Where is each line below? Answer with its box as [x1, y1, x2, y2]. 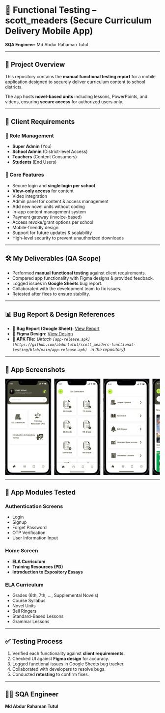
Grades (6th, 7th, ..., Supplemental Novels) [12, 592, 99, 598]
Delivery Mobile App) [5, 26, 93, 36]
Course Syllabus [12, 597, 46, 603]
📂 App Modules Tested [5, 488, 76, 497]
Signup [12, 519, 27, 525]
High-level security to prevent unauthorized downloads [12, 235, 124, 240]
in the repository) [90, 347, 125, 353]
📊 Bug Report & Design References [5, 310, 115, 319]
